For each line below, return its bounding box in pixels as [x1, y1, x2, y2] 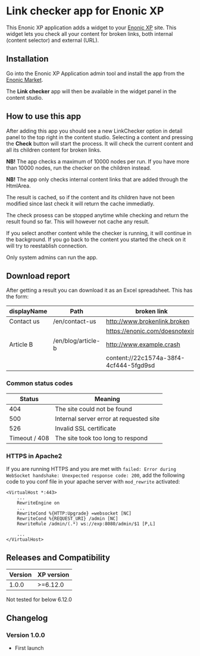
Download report [6, 270, 70, 281]
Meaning [94, 395, 120, 403]
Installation [6, 54, 49, 64]
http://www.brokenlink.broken [106, 318, 190, 326]
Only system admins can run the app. [6, 254, 98, 261]
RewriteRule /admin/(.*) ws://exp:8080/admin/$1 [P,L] [17, 521, 156, 526]
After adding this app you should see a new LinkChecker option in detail [6, 127, 183, 134]
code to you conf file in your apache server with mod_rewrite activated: [6, 478, 180, 485]
